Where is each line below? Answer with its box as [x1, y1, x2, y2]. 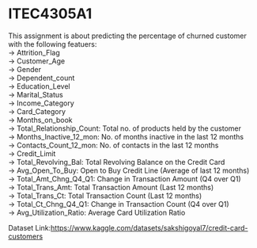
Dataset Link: [8, 223, 51, 232]
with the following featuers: [8, 39, 97, 48]
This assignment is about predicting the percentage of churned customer [8, 31, 248, 40]
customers [8, 231, 43, 241]
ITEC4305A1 [8, 5, 93, 23]
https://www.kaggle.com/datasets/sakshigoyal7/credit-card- [50, 223, 248, 232]
